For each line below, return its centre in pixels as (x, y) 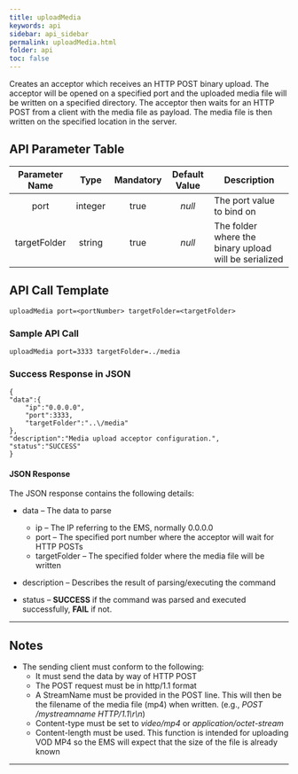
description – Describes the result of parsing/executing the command (149, 582)
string (91, 242)
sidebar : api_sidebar (49, 34)
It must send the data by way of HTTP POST (116, 676)
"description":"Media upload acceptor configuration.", (114, 439)
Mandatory (138, 180)
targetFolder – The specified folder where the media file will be (150, 556)
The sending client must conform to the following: (113, 667)
